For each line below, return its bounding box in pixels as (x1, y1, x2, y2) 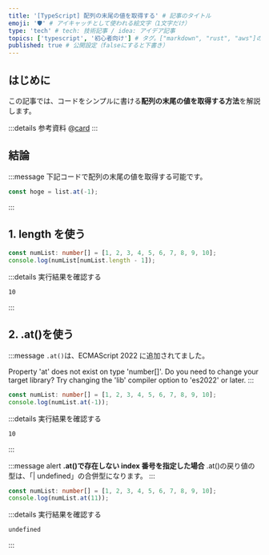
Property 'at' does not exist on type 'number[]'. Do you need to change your (8, 367, 259, 376)
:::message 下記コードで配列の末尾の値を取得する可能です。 (8, 172, 207, 181)
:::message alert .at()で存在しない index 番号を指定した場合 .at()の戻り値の (8, 460, 255, 470)
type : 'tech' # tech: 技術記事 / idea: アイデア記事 (8, 26, 176, 34)
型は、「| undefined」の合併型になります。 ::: (8, 471, 156, 480)
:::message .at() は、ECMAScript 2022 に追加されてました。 (8, 350, 210, 360)
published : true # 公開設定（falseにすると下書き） (8, 42, 169, 50)
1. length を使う (8, 228, 86, 241)
